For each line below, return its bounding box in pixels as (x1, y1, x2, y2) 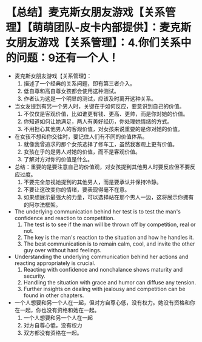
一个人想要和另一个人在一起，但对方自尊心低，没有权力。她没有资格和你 (14, 298, 195, 306)
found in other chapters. (23, 292, 84, 299)
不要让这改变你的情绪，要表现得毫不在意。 (23, 186, 130, 193)
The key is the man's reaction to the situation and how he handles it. (23, 233, 194, 241)
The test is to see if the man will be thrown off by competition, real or (23, 221, 196, 228)
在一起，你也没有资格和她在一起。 (14, 306, 100, 313)
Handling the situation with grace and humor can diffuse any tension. (23, 278, 197, 286)
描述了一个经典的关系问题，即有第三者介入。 (23, 79, 136, 87)
